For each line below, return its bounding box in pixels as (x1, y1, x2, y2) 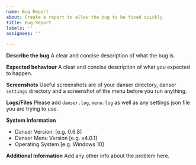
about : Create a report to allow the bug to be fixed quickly (6, 14, 163, 20)
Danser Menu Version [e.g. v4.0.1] (14, 134, 98, 142)
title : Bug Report (6, 20, 52, 25)
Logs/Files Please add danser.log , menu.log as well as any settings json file (6, 99, 191, 106)
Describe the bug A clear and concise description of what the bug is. (6, 52, 175, 59)
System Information (6, 117, 56, 124)
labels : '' (6, 25, 33, 31)
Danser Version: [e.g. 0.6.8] (14, 128, 82, 135)
